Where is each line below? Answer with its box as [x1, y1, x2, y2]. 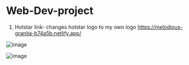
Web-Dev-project [6, 4, 94, 18]
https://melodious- [137, 23, 183, 30]
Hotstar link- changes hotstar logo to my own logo [14, 23, 137, 30]
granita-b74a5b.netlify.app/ [14, 29, 81, 36]
